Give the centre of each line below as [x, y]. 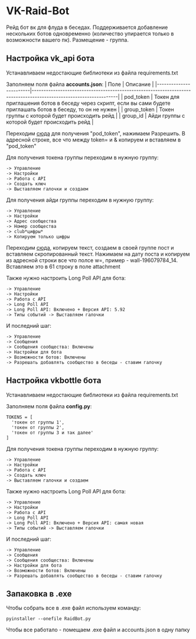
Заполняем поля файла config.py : [49, 406]
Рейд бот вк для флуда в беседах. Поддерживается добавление [87, 27]
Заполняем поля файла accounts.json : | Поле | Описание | [80, 84]
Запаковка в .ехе [39, 594]
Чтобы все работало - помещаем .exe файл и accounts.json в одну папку [98, 630]
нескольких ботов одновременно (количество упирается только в [90, 33]
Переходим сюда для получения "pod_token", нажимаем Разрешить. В [96, 133]
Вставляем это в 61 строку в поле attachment [63, 266]
